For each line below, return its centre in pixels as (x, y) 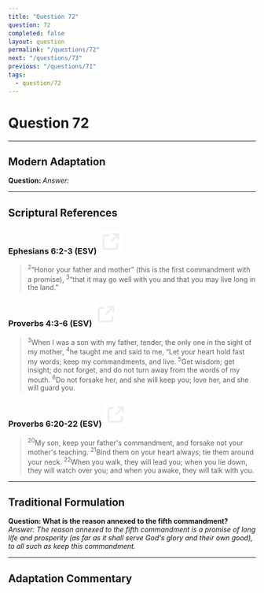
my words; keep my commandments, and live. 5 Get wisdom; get (131, 361)
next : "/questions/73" (45, 58)
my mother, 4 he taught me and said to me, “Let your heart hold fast (136, 351)
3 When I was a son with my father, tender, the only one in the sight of (139, 341)
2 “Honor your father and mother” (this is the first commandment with (139, 269)
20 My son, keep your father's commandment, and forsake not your (135, 442)
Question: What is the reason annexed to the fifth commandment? (118, 521)
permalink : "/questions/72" (54, 50)
